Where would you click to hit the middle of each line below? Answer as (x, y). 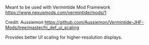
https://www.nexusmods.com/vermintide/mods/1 (56, 12)
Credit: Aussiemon (24, 22)
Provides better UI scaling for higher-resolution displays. (64, 37)
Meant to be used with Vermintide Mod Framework (58, 7)
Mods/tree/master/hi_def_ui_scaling (42, 27)
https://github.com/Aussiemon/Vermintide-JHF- (94, 22)
